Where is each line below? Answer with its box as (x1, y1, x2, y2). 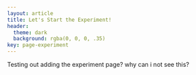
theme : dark (13, 29, 48, 36)
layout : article (7, 10, 53, 17)
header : (7, 22, 29, 29)
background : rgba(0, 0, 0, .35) (13, 35, 106, 42)
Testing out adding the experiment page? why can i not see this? (7, 61, 190, 68)
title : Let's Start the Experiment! (7, 16, 112, 23)
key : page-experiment (7, 42, 69, 48)
